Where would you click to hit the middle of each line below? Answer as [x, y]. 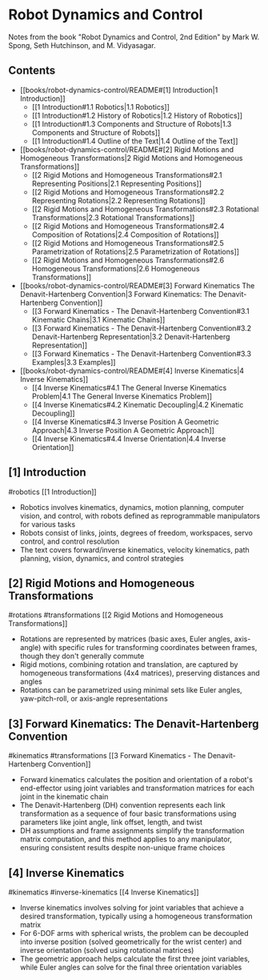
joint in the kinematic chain [64, 797]
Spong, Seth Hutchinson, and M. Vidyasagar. [82, 45]
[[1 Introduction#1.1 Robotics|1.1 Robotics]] [101, 106]
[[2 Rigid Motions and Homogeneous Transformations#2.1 [127, 175]
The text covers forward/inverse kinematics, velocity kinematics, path [134, 549]
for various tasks [48, 524]
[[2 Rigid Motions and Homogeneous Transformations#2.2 [128, 192]
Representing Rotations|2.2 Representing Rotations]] [118, 200]
